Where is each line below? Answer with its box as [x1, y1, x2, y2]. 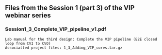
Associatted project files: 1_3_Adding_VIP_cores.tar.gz [5, 45, 123, 50]
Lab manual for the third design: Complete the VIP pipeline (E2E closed [5, 37, 158, 41]
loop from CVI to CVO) [5, 41, 51, 46]
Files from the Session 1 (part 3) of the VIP [5, 4, 135, 12]
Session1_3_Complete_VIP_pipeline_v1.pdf [5, 26, 107, 33]
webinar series [5, 12, 51, 20]
